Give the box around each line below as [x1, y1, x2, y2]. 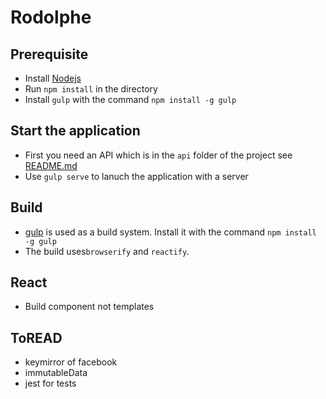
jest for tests [24, 377, 77, 390]
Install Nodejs [24, 72, 82, 84]
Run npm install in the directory [24, 83, 158, 95]
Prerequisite [10, 46, 89, 63]
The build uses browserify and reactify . [24, 245, 190, 257]
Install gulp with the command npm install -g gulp [24, 94, 237, 105]
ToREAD [10, 329, 63, 346]
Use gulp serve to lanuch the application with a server [24, 170, 249, 182]
